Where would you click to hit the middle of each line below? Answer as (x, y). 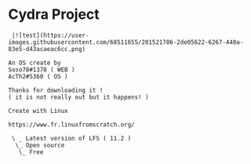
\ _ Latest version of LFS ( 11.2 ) (71, 138)
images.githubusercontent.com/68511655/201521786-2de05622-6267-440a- (126, 42)
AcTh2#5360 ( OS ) (38, 76)
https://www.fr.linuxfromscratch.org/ (71, 124)
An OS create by (35, 63)
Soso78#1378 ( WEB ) (42, 69)
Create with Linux (38, 111)
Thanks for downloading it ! (56, 90)
